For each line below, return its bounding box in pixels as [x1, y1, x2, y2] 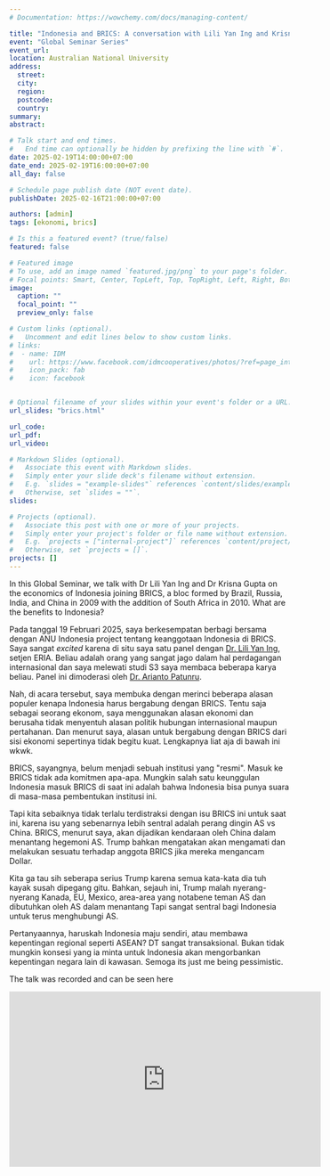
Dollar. [9, 855, 33, 866]
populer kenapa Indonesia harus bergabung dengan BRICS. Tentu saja [9, 698, 267, 708]
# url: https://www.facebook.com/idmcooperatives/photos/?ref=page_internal [9, 357, 313, 366]
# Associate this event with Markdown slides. [9, 463, 193, 472]
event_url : [9, 45, 50, 54]
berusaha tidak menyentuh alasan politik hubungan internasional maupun [9, 716, 278, 727]
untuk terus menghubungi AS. [9, 911, 119, 921]
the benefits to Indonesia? [9, 607, 105, 617]
